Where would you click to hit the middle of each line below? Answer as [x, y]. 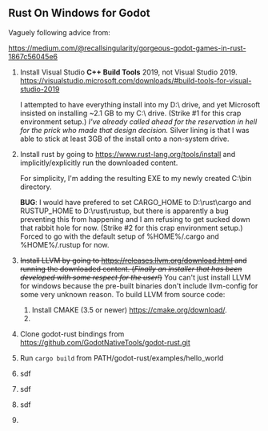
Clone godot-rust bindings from [72, 334]
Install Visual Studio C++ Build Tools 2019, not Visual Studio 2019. [128, 72]
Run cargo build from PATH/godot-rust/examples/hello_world [122, 358]
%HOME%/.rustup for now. [64, 244]
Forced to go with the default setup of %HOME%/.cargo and [120, 236]
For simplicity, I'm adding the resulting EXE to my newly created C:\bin [136, 178]
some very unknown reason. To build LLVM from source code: [122, 294]
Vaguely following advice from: [59, 32]
